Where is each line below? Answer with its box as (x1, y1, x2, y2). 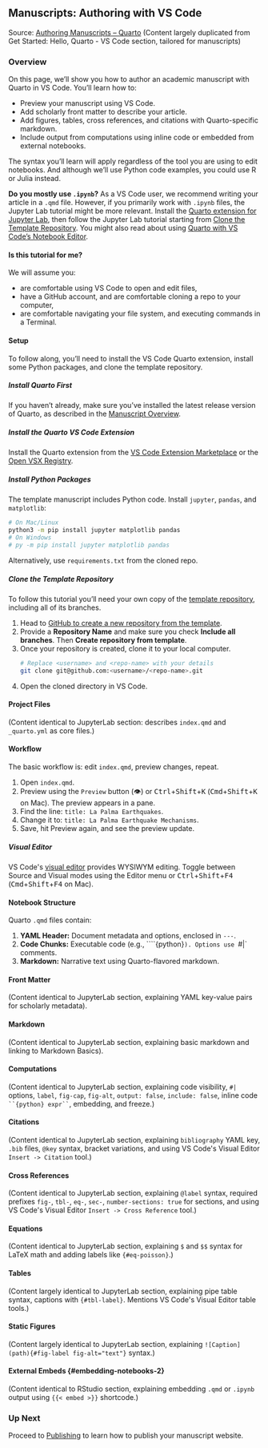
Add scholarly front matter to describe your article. (19, 107, 188, 117)
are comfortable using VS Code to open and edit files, (19, 284, 198, 293)
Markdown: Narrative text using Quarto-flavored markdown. (19, 957, 220, 966)
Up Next (8, 1412, 41, 1423)
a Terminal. (19, 317, 58, 327)
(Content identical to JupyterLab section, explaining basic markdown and (8, 1037, 250, 1047)
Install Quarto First (8, 381, 73, 390)
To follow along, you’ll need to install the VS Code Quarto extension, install (8, 353, 254, 363)
